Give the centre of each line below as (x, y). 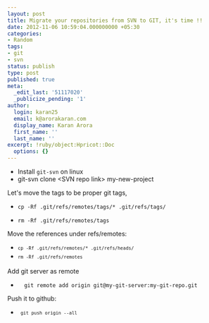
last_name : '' (34, 138)
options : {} (31, 152)
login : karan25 (36, 112)
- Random (20, 40)
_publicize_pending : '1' (50, 99)
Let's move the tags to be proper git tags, (68, 193)
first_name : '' (36, 132)
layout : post (26, 14)
